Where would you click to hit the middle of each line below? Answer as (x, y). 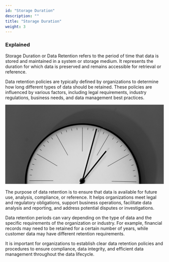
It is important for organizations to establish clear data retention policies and (84, 243)
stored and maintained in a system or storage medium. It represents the (79, 61)
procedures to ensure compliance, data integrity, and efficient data (74, 248)
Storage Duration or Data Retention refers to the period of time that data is (82, 56)
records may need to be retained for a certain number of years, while (77, 228)
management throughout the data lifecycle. (50, 254)
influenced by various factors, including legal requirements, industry (76, 92)
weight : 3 (16, 27)
